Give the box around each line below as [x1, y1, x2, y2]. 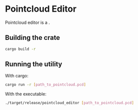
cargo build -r [5, 46, 36, 52]
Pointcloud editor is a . [5, 19, 50, 25]
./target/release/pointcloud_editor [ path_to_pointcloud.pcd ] [5, 101, 134, 106]
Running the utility [5, 60, 62, 69]
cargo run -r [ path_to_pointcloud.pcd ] [5, 82, 86, 87]
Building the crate [5, 34, 60, 42]
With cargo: [5, 73, 29, 79]
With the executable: [5, 91, 47, 97]
